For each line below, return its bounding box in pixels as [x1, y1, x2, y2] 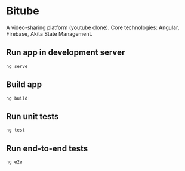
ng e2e [6, 159, 23, 165]
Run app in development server [6, 48, 125, 58]
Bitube [6, 4, 40, 18]
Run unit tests [6, 111, 59, 122]
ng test [6, 127, 26, 133]
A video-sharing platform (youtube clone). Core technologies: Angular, [6, 24, 180, 31]
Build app [6, 79, 42, 90]
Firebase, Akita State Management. [6, 30, 92, 37]
